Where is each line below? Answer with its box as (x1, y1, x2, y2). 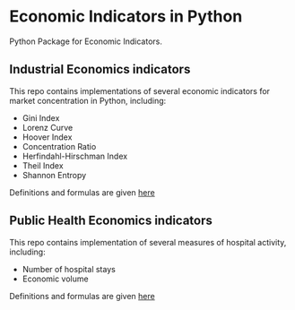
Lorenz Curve (22, 122, 74, 133)
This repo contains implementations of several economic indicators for (9, 85, 271, 96)
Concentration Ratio (22, 141, 97, 151)
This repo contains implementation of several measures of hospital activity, (9, 237, 287, 247)
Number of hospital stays (22, 263, 117, 274)
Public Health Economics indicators (9, 213, 213, 228)
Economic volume (22, 273, 89, 284)
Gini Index (22, 112, 60, 123)
